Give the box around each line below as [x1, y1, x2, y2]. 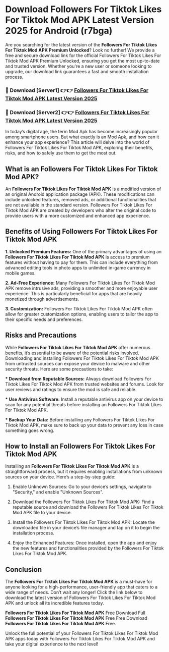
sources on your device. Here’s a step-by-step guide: [5, 474, 116, 480]
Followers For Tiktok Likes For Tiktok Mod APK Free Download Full [5, 610, 146, 616]
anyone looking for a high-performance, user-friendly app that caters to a [5, 584, 158, 590]
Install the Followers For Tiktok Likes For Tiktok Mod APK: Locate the [12, 519, 155, 525]
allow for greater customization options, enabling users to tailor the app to [5, 311, 158, 317]
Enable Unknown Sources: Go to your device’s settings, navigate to [12, 483, 152, 490]
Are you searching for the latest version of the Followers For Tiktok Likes [5, 41, 157, 47]
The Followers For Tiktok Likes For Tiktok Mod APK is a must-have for [5, 579, 152, 585]
